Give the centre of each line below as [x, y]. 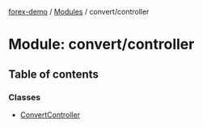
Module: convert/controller [101, 44]
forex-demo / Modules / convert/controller [79, 12]
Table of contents [53, 74]
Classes [25, 97]
